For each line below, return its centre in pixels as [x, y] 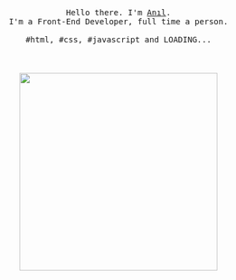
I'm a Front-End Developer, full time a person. [118, 21]
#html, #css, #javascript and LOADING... [118, 39]
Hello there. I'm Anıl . [118, 12]
